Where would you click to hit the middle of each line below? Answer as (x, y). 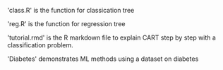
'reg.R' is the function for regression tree (66, 24)
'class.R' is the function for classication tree (71, 10)
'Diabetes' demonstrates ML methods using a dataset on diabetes (103, 59)
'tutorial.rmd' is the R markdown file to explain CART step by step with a (112, 37)
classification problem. (40, 45)
